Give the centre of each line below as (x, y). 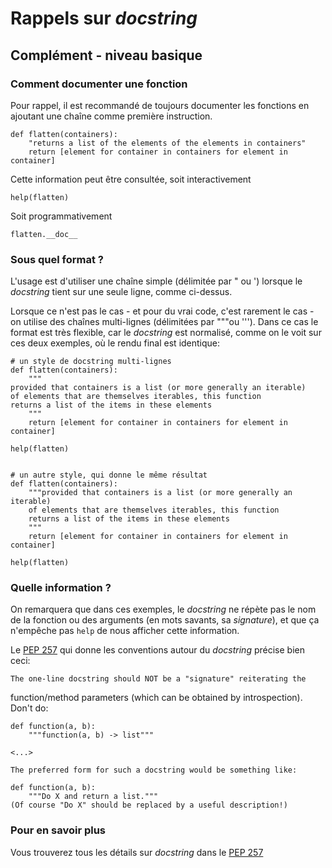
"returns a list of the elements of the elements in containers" (167, 143)
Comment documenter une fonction (99, 84)
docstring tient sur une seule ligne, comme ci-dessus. (121, 292)
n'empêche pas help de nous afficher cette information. (125, 631)
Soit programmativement (61, 216)
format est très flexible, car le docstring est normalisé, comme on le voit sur (166, 333)
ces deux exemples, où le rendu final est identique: (115, 343)
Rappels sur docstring (104, 18)
